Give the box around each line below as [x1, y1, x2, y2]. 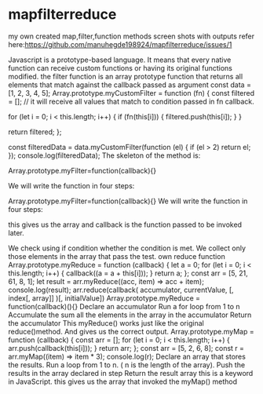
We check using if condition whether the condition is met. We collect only [8, 243, 246, 253]
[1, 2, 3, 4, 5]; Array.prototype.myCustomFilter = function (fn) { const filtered [8, 88, 255, 97]
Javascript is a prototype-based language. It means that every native [8, 55, 232, 64]
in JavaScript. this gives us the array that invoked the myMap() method [8, 377, 238, 386]
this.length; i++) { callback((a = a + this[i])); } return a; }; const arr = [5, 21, [8, 268, 249, 278]
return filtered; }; [8, 127, 62, 137]
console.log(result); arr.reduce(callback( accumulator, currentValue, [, [8, 285, 234, 294]
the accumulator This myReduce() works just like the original [8, 318, 204, 327]
